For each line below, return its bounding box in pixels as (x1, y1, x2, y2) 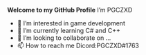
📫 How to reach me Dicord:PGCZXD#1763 (17, 41, 140, 49)
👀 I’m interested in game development (17, 19, 126, 27)
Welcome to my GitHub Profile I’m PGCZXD (7, 6, 133, 14)
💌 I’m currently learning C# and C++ (17, 27, 121, 34)
